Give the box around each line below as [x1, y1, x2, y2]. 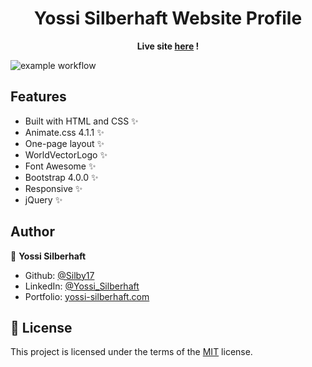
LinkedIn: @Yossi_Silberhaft [24, 280, 140, 292]
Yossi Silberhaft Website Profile [33, 7, 303, 30]
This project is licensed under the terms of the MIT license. [10, 346, 253, 358]
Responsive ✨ [24, 182, 83, 194]
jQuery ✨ [24, 193, 63, 206]
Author [10, 223, 55, 241]
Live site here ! [136, 40, 200, 52]
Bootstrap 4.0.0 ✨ [24, 171, 99, 183]
